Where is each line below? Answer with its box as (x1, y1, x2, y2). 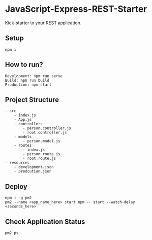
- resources (5, 160, 30, 166)
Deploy (5, 182, 28, 191)
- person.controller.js (23, 126, 71, 131)
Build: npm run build (5, 78, 50, 83)
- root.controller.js (23, 130, 67, 135)
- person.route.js (23, 152, 61, 157)
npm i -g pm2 (5, 196, 32, 201)
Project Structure (5, 95, 59, 104)
